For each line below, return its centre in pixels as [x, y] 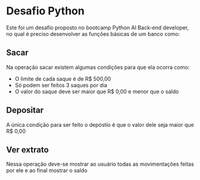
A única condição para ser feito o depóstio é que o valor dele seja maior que [100, 124]
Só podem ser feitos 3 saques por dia [61, 85]
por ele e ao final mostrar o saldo [47, 170]
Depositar [25, 110]
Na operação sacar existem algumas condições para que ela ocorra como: [98, 67]
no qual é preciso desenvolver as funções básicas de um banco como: [93, 33]
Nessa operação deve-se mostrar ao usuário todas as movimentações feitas [100, 164]
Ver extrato [27, 150]
